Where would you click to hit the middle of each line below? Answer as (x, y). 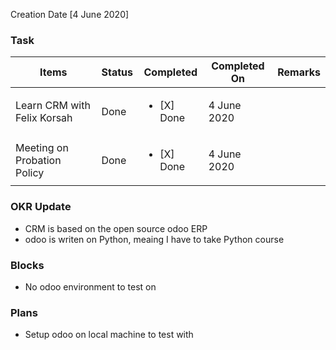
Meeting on (42, 148)
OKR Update (41, 207)
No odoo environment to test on (90, 286)
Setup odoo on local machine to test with (109, 335)
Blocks (27, 265)
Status (117, 72)
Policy (30, 173)
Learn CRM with (53, 106)
